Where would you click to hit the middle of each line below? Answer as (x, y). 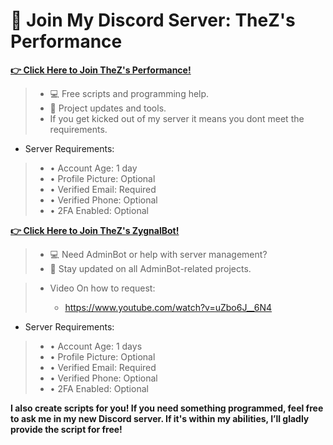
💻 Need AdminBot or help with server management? (158, 254)
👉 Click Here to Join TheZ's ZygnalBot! (95, 230)
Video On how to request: (102, 288)
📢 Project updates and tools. (108, 108)
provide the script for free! (66, 429)
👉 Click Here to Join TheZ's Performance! (101, 70)
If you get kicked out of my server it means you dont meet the (177, 118)
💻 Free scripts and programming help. (129, 93)
